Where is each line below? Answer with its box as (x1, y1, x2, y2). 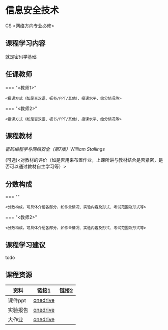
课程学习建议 (5, 240, 46, 249)
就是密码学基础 (5, 53, 37, 59)
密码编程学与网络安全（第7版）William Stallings (5, 146, 105, 152)
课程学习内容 (5, 39, 46, 48)
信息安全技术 (5, 5, 60, 16)
